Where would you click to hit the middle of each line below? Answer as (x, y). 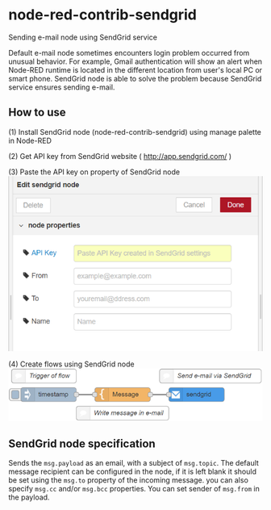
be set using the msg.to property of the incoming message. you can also (128, 480)
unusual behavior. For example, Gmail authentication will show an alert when (135, 61)
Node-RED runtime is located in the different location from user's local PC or (135, 69)
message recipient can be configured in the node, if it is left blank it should (132, 472)
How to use (37, 113)
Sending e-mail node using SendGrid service (83, 37)
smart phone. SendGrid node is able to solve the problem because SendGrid (135, 78)
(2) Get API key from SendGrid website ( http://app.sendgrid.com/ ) (120, 156)
